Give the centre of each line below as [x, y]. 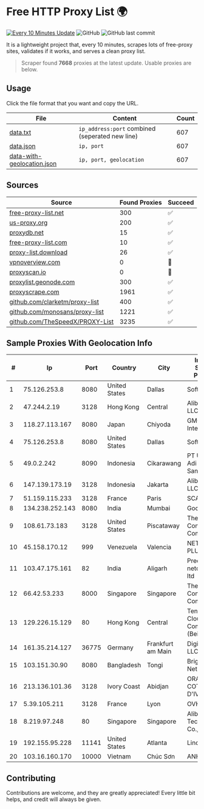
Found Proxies [141, 202]
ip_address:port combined [117, 129]
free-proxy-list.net [37, 213]
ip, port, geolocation [111, 160]
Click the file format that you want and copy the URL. [72, 103]
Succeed [181, 202]
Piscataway [163, 526]
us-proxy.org [29, 222]
